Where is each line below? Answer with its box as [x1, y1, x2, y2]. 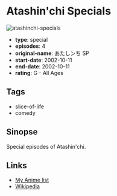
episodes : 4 [14, 42, 46, 50]
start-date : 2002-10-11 [14, 56, 72, 64]
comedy [14, 109, 36, 116]
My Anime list [14, 177, 49, 184]
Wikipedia [14, 183, 40, 190]
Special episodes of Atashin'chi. [6, 143, 86, 150]
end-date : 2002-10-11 [14, 62, 71, 70]
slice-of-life [14, 103, 44, 110]
